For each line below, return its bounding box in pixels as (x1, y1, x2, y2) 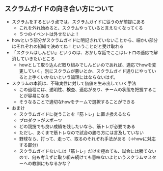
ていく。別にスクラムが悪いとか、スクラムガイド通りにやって (27, 68, 152, 74)
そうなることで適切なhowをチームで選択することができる (19, 99, 136, 104)
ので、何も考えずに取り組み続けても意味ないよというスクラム (19, 154, 143, 160)
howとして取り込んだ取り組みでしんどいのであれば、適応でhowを (19, 62, 153, 68)
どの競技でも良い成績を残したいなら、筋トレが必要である (19, 123, 136, 129)
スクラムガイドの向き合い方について (4, 4, 114, 13)
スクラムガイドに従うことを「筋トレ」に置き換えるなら (19, 111, 131, 117)
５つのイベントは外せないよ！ (19, 31, 80, 37)
